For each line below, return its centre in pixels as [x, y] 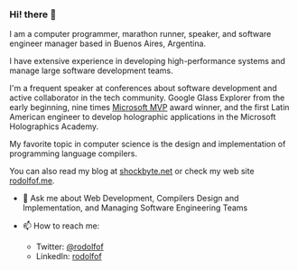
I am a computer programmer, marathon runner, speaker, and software [140, 34]
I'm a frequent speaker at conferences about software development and [143, 88]
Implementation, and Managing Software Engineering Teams [135, 208]
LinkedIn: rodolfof [69, 256]
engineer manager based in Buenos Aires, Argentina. [107, 43]
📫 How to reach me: [61, 226]
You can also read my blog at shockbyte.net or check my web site [132, 172]
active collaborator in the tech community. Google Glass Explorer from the [147, 98]
